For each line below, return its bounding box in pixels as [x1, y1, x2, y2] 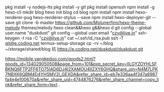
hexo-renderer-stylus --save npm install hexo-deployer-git [33, 15, 151, 20]
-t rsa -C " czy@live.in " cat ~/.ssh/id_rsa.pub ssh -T [20, 35, 124, 41]
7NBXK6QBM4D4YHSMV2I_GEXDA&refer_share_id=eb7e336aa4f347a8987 [5, 72, 158, 77]
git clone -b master [15, 19, 54, 25]
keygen [5, 35, 20, 41]
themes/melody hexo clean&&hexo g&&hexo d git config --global [21, 25, 152, 31]
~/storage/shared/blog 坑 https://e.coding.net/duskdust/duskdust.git [5, 46, 143, 52]
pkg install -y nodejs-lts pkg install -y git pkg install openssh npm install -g [5, 4, 155, 10]
